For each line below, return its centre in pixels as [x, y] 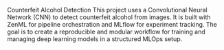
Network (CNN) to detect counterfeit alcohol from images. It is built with [109, 17]
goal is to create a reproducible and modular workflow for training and [106, 32]
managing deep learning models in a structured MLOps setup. [95, 39]
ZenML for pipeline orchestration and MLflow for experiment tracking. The [112, 24]
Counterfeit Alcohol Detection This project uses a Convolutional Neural [107, 10]
